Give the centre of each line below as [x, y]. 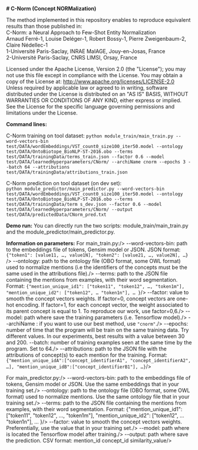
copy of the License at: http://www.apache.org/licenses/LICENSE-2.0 [90, 81]
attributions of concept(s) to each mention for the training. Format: [87, 355]
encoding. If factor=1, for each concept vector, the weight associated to [103, 305]
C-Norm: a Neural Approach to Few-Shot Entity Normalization [81, 32]
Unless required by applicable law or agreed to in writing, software [87, 88]
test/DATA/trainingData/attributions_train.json [67, 172]
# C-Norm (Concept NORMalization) [51, 9]
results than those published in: [44, 26]
